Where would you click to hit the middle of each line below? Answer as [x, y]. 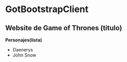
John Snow [24, 55]
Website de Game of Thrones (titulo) [64, 28]
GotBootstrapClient [47, 9]
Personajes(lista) [24, 40]
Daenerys [23, 50]
